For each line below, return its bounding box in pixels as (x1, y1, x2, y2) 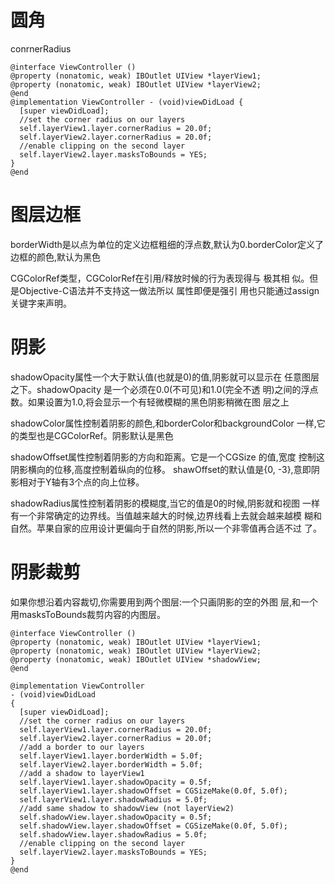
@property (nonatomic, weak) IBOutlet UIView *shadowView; (10, 654, 262, 665)
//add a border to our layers (19, 742, 145, 752)
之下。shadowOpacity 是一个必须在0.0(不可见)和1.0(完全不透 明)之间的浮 (10, 383, 310, 395)
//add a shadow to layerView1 (19, 768, 145, 778)
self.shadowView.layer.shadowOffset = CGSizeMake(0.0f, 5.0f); (19, 821, 288, 831)
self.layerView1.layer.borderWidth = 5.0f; (19, 751, 203, 761)
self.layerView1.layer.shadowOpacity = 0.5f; (19, 777, 213, 787)
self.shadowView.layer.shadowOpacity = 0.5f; (19, 812, 213, 822)
